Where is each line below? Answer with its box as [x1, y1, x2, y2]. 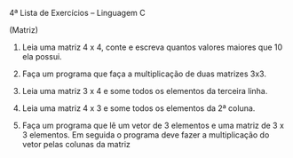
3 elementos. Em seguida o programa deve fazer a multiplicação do [21, 130, 270, 140]
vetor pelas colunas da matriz [21, 139, 131, 149]
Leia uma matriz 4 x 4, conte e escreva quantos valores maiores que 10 [21, 42, 283, 52]
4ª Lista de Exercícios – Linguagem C [9, 8, 146, 18]
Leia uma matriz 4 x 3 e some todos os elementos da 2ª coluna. [21, 103, 256, 114]
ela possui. [21, 51, 62, 61]
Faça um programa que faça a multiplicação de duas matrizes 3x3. [21, 68, 266, 79]
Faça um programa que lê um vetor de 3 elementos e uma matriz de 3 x [21, 120, 284, 130]
